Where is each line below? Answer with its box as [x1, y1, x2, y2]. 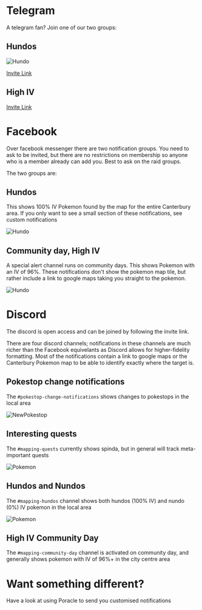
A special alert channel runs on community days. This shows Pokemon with [6, 262, 195, 269]
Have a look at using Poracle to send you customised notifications [6, 597, 172, 605]
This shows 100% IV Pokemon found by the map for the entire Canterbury [6, 203, 191, 211]
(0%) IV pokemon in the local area [6, 503, 92, 511]
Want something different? [6, 577, 144, 591]
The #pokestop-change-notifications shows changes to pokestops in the [6, 393, 189, 400]
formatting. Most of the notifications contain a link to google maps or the [6, 352, 187, 360]
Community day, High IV [6, 245, 100, 256]
